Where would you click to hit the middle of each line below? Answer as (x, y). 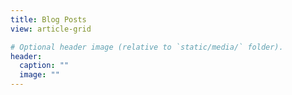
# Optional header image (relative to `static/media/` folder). (147, 47)
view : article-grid (51, 29)
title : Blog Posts (48, 19)
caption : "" (44, 66)
